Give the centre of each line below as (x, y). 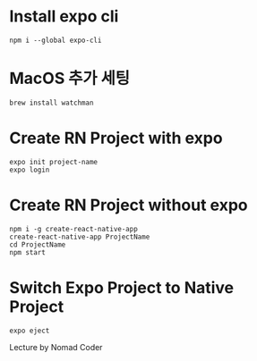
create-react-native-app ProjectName (80, 237)
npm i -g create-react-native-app (74, 229)
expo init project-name (54, 162)
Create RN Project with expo (116, 138)
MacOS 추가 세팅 (70, 79)
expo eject (30, 331)
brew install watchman (51, 103)
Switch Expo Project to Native (122, 287)
